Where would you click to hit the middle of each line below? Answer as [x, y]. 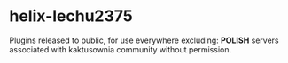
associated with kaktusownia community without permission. [121, 49]
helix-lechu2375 [71, 16]
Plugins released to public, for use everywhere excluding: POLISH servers [144, 40]
